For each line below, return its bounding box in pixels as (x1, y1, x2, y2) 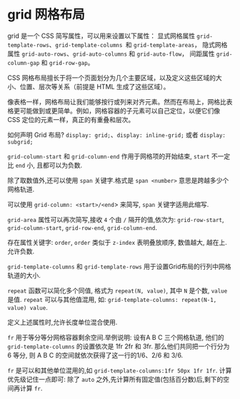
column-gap (7, 59, 40, 66)
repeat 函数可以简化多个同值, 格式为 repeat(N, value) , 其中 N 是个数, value (7, 286, 228, 295)
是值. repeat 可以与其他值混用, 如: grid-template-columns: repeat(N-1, (7, 295, 217, 303)
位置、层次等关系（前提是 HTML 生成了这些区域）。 (19, 82, 170, 91)
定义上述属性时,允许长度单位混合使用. (7, 318, 118, 326)
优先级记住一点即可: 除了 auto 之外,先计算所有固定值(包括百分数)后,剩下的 (7, 375, 224, 383)
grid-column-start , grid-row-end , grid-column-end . (7, 223, 158, 232)
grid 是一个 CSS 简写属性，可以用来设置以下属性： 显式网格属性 (7, 31, 195, 40)
